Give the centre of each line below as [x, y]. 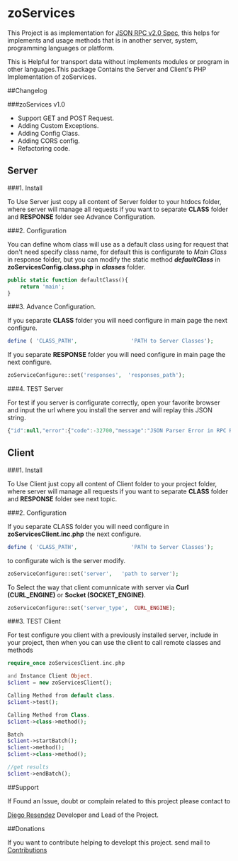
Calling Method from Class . [49, 715]
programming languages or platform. [61, 48]
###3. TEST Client [34, 621]
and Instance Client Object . [50, 676]
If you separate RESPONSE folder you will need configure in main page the [117, 355]
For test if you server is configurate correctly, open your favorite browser [114, 402]
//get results [28, 767]
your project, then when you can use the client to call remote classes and [114, 643]
